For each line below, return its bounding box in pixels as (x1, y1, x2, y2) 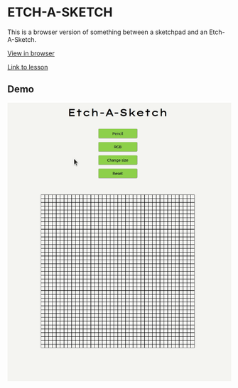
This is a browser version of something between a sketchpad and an (7, 28, 208, 36)
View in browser (7, 49, 55, 57)
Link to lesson (7, 62, 48, 71)
